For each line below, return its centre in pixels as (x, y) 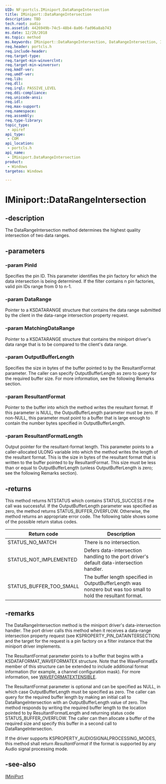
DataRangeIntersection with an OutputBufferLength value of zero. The (76, 703)
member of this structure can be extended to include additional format (77, 666)
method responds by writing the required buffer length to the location (76, 708)
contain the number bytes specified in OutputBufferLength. (65, 423)
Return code (43, 534)
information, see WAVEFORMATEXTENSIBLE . (51, 677)
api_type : (15, 134)
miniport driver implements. (33, 646)
